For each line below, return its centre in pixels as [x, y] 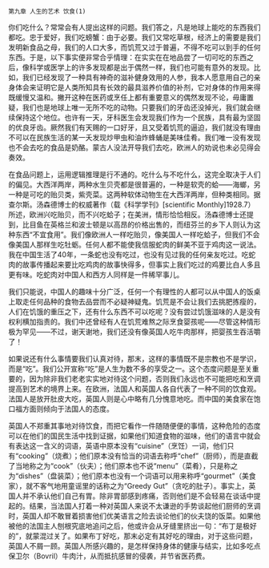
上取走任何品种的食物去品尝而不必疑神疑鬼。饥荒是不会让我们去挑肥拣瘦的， [134, 302]
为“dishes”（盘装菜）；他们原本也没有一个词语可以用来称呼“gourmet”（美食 [132, 476]
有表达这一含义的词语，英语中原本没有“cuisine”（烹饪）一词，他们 [118, 446]
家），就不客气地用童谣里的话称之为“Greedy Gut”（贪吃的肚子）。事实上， [128, 486]
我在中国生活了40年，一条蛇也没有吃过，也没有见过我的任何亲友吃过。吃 [128, 254]
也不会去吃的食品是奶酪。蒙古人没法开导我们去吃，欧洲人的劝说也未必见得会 [134, 147]
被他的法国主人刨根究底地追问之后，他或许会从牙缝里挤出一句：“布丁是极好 [133, 526]
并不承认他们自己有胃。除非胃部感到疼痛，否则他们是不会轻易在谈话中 [138, 496]
